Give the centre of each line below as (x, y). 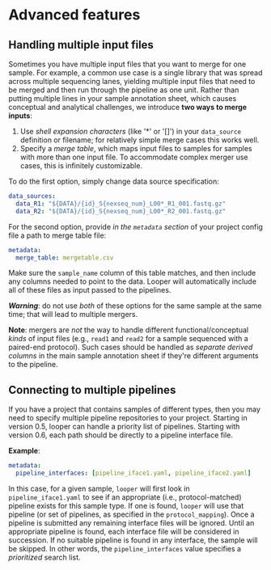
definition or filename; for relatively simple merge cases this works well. (140, 140)
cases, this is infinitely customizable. (81, 166)
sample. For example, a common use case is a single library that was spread (135, 73)
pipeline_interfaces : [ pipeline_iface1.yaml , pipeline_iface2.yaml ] (133, 473)
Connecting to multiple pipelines (92, 390)
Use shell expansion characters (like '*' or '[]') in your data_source (130, 131)
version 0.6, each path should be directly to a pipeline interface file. (121, 435)
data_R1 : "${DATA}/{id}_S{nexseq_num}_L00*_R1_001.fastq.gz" (121, 204)
